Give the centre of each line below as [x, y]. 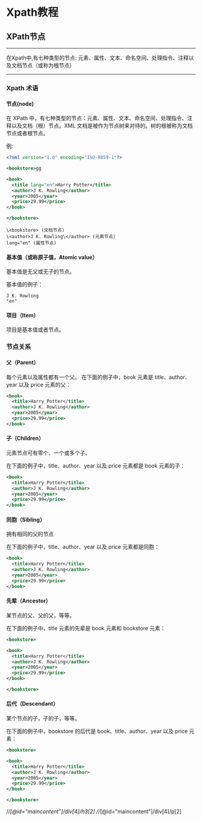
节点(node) [20, 104]
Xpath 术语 [22, 88]
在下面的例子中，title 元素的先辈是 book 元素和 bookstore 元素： [86, 628]
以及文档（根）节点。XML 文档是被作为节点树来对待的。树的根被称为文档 [102, 126]
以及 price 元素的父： [45, 384]
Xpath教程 [32, 12]
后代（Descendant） [32, 704]
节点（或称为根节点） [48, 65]
